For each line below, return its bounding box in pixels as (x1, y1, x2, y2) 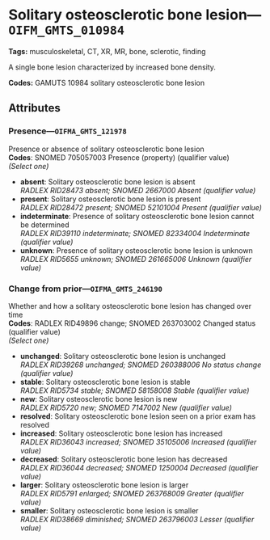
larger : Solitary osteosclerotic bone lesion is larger (19, 479, 189, 490)
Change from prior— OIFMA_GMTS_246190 (8, 283, 163, 294)
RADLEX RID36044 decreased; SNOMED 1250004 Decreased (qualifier (19, 462, 259, 472)
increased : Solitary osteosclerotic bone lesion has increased (19, 428, 223, 438)
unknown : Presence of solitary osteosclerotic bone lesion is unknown (19, 245, 253, 255)
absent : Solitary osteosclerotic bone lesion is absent (19, 176, 196, 187)
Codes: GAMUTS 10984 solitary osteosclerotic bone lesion (8, 78, 205, 87)
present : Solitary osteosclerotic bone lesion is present (19, 194, 201, 204)
